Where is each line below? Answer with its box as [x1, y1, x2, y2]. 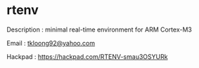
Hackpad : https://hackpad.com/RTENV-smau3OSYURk [6, 52, 168, 61]
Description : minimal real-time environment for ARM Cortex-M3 [6, 25, 193, 34]
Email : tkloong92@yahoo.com [6, 39, 96, 47]
